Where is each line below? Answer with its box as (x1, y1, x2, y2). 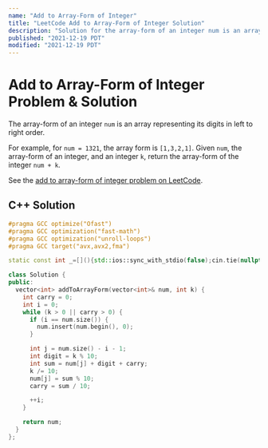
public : (8, 279, 34, 287)
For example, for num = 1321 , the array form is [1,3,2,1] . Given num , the (8, 143, 242, 153)
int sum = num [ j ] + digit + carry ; (29, 359, 148, 367)
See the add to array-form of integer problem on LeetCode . (8, 176, 203, 185)
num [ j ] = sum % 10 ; (29, 375, 94, 383)
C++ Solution (8, 199, 76, 212)
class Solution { (8, 271, 66, 280)
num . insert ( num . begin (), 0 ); (37, 323, 134, 331)
